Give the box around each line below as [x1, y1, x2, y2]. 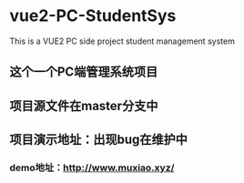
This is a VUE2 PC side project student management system [9, 36, 235, 46]
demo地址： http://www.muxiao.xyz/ [9, 161, 175, 174]
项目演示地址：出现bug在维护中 [9, 132, 188, 147]
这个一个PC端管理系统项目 [9, 65, 158, 80]
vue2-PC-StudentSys [9, 5, 177, 26]
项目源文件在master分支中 [9, 97, 158, 114]
